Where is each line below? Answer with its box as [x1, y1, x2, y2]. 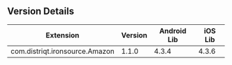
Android [159, 26, 186, 35]
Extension [46, 30, 79, 40]
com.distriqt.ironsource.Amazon [10, 46, 115, 56]
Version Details [7, 6, 75, 17]
